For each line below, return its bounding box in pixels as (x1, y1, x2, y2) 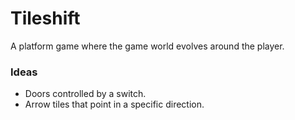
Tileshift (10, 7, 81, 30)
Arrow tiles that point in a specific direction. (24, 98, 205, 111)
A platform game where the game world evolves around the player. (10, 40, 285, 52)
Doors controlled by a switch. (24, 88, 147, 100)
